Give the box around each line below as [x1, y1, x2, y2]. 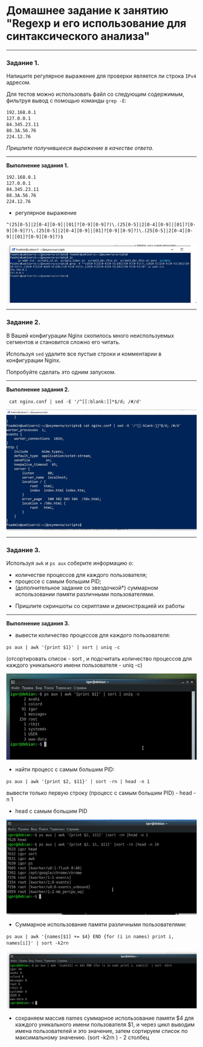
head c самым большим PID [14, 807, 88, 815]
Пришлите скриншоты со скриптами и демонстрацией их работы [14, 602, 185, 610]
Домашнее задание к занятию [6, 4, 169, 18]
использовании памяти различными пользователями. [14, 591, 155, 598]
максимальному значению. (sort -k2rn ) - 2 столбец [14, 1034, 149, 1041]
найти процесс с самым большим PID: [14, 766, 115, 773]
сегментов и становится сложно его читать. [6, 338, 121, 346]
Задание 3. [6, 545, 41, 554]
